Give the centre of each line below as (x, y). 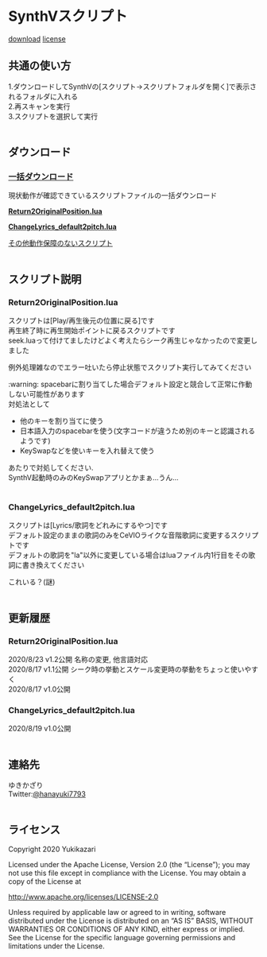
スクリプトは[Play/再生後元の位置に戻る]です (81, 321)
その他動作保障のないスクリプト (60, 243)
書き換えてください (53, 565)
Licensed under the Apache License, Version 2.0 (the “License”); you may (129, 865)
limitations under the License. (56, 946)
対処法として (29, 404)
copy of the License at (45, 881)
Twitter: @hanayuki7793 (47, 794)
